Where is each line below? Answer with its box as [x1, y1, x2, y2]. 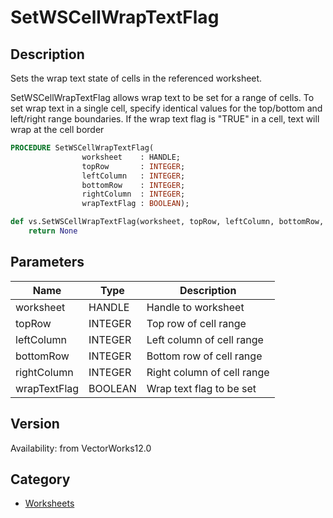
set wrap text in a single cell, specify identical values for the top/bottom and [10, 102, 323, 114]
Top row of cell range [146, 316, 247, 330]
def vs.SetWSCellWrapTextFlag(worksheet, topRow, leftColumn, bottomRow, [10, 217, 325, 227]
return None [28, 226, 78, 236]
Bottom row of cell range [146, 349, 263, 363]
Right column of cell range [146, 365, 270, 379]
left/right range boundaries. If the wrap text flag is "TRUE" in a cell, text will [10, 113, 320, 125]
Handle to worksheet [146, 300, 245, 314]
